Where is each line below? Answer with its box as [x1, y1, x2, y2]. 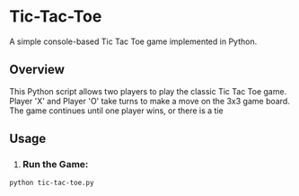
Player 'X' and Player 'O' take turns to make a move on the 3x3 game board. [9, 95, 290, 106]
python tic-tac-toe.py [9, 178, 94, 188]
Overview [9, 62, 66, 77]
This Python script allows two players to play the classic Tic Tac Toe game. [9, 85, 287, 96]
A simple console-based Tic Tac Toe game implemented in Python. [9, 36, 258, 47]
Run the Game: [22, 158, 89, 171]
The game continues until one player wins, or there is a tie [9, 105, 224, 116]
